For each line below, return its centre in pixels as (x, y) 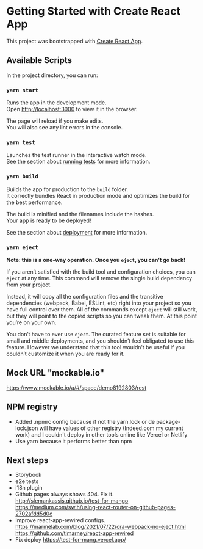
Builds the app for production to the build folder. (67, 189)
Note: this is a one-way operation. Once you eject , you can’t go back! (96, 260)
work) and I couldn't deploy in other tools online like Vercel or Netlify (101, 434)
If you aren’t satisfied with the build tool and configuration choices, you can (101, 271)
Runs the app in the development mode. (56, 103)
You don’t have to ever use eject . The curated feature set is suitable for (96, 334)
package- (169, 421)
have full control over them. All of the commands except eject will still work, (102, 309)
